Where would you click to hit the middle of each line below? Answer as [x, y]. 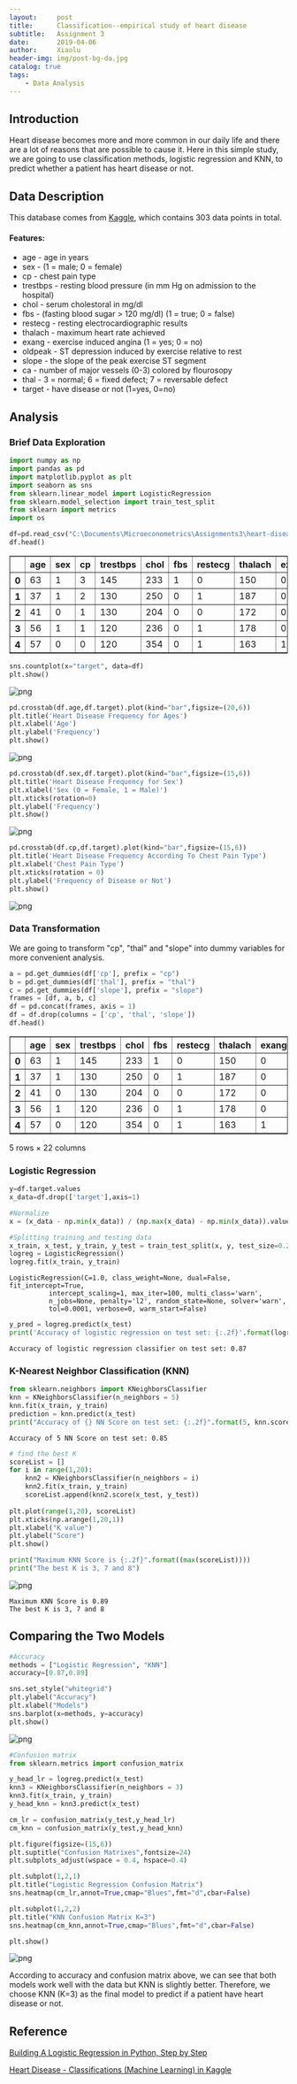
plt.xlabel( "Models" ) [49, 1706]
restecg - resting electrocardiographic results [105, 323]
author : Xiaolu [45, 50]
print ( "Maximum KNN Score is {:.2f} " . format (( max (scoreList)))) [130, 1560]
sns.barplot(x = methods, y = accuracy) [76, 1713]
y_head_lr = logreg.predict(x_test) [76, 1780]
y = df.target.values [45, 1189]
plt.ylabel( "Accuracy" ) [53, 1697]
